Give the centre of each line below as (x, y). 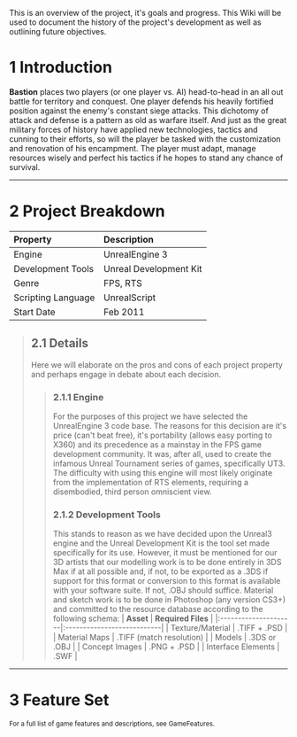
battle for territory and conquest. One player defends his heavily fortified (141, 101)
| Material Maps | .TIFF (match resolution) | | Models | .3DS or (164, 638)
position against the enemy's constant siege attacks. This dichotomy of (139, 111)
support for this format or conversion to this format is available (167, 581)
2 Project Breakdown (87, 211)
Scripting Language (54, 298)
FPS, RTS (123, 283)
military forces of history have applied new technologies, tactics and (133, 129)
